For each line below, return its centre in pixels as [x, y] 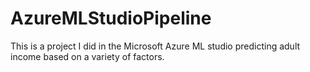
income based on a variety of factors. [87, 56]
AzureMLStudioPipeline [111, 18]
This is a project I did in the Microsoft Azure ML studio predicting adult [155, 46]
